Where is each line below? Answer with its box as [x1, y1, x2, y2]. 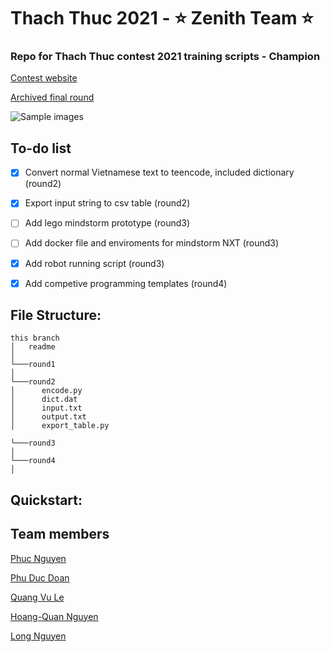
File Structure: [10, 307, 102, 324]
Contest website [10, 72, 78, 84]
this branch [10, 333, 60, 344]
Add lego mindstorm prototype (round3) [24, 217, 191, 229]
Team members [10, 526, 110, 543]
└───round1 [10, 360, 56, 370]
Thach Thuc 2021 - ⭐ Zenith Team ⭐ [10, 7, 314, 30]
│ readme [10, 342, 56, 352]
